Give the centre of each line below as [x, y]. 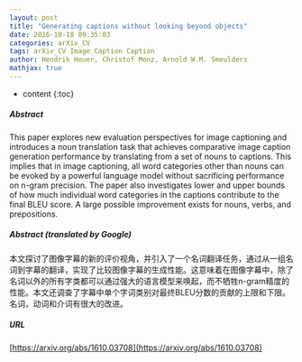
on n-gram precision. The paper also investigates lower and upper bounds [147, 185]
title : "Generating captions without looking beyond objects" [128, 26]
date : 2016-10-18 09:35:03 [60, 34]
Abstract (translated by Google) [71, 235]
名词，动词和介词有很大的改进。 [69, 303]
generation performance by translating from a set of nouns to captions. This [150, 156]
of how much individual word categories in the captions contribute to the [144, 194]
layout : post [34, 18]
